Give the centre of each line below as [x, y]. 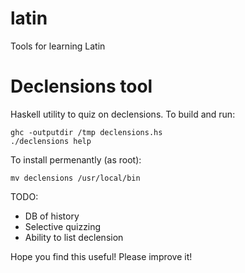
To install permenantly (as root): [76, 159]
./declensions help [51, 141]
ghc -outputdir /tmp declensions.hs [86, 132]
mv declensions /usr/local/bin [75, 178]
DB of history [52, 216]
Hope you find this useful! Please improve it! [101, 256]
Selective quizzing [63, 226]
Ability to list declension [74, 237]
